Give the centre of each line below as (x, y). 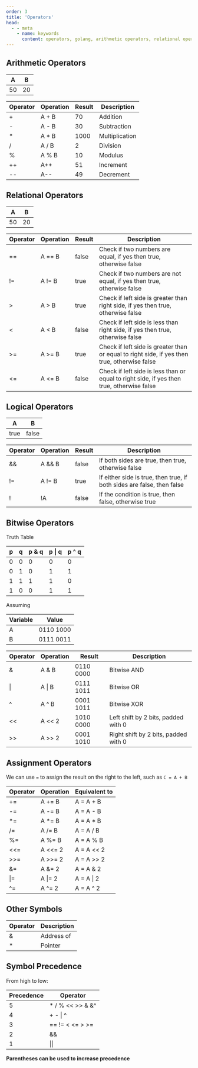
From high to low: (27, 980)
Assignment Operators (49, 763)
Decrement (115, 174)
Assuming (18, 605)
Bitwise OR (124, 687)
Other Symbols (34, 909)
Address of (56, 935)
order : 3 (17, 12)
